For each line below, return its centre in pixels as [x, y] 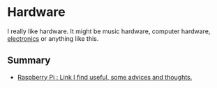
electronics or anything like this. [53, 38]
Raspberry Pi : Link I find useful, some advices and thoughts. [105, 77]
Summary [29, 61]
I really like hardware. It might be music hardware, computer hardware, [109, 31]
